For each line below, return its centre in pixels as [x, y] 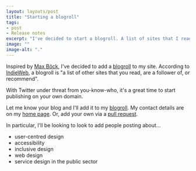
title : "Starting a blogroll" [43, 17]
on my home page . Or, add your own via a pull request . [72, 114]
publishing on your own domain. [45, 96]
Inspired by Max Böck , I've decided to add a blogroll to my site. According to [98, 66]
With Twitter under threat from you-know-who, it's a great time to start [91, 90]
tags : [13, 22]
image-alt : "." [24, 50]
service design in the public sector [56, 161]
